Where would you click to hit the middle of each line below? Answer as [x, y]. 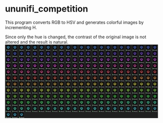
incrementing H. [21, 27]
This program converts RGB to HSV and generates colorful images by [74, 22]
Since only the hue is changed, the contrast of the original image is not [76, 37]
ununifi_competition [47, 9]
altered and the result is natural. [37, 42]
